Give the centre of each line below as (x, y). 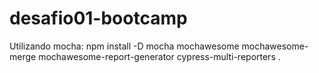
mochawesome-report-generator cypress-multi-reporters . (159, 56)
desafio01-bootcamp (98, 18)
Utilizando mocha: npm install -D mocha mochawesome (124, 46)
